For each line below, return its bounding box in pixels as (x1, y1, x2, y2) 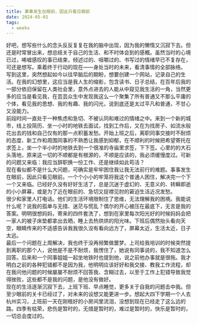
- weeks (11, 25, 30, 31)
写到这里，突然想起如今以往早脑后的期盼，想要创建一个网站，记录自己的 (6, 71, 181, 78)
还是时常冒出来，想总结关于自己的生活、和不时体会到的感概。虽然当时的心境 (6, 49, 191, 56)
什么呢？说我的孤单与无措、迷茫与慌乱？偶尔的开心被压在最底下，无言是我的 (6, 203, 191, 210)
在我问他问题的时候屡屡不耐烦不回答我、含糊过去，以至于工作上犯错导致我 (6, 269, 186, 276)
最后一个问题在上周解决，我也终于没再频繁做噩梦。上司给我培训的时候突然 (6, 240, 186, 247)
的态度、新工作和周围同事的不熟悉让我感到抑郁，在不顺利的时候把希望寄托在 (6, 137, 191, 144)
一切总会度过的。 (6, 313, 47, 320)
